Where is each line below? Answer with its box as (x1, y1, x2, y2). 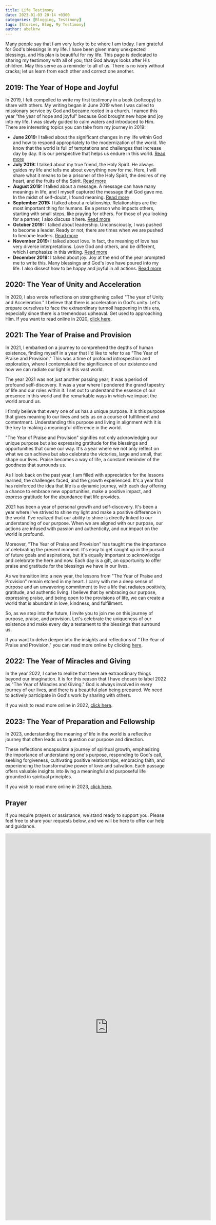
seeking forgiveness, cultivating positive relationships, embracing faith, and (5, 757, 165, 763)
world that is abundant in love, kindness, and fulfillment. (5, 600, 124, 606)
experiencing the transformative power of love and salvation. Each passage (5, 763, 165, 769)
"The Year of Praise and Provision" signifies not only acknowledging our (5, 434, 158, 441)
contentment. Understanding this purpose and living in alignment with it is (5, 419, 162, 425)
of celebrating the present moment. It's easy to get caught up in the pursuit (5, 546, 164, 552)
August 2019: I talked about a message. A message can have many (12, 183, 156, 189)
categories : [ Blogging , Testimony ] (5, 17, 82, 22)
